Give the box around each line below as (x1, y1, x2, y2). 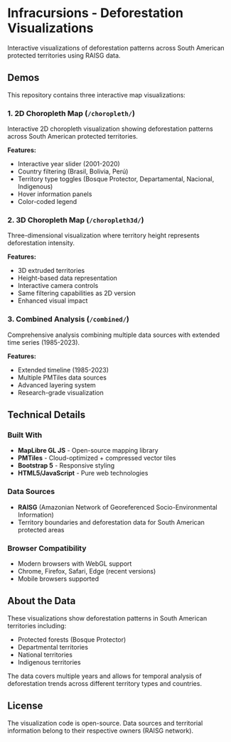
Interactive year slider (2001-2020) (17, 160, 121, 168)
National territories (17, 650, 73, 659)
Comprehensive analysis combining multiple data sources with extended (7, 330, 220, 339)
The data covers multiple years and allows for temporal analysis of (7, 672, 203, 680)
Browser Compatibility (7, 543, 87, 553)
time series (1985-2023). (7, 338, 80, 346)
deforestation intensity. (7, 239, 75, 247)
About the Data (7, 595, 76, 607)
